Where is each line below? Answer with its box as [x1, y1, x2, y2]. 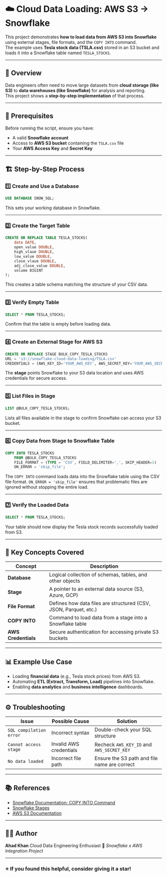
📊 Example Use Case [5, 657, 73, 666]
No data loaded [7, 758, 44, 764]
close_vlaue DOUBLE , [14, 258, 57, 263]
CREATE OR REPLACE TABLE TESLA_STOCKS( [5, 236, 88, 241]
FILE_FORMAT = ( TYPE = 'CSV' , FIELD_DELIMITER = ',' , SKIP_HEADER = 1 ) [14, 460, 157, 465]
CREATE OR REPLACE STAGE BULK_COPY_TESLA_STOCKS [5, 352, 108, 357]
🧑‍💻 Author [5, 829, 38, 838]
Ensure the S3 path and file [94, 754, 158, 761]
